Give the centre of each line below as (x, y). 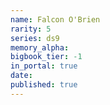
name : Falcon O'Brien (55, 19)
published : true (44, 85)
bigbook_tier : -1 (46, 57)
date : (21, 76)
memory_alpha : (40, 47)
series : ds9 (35, 38)
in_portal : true (44, 66)
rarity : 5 (31, 29)
